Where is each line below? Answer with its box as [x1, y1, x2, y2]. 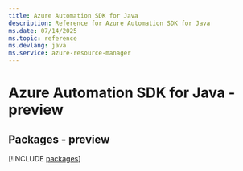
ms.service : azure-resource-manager [8, 49, 131, 57]
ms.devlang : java [8, 42, 67, 50]
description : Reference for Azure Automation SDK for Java [8, 19, 211, 27]
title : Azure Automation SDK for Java [8, 11, 138, 20]
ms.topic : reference [8, 34, 78, 43]
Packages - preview [8, 132, 110, 146]
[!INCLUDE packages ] [8, 154, 81, 163]
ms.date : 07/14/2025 [8, 26, 78, 35]
